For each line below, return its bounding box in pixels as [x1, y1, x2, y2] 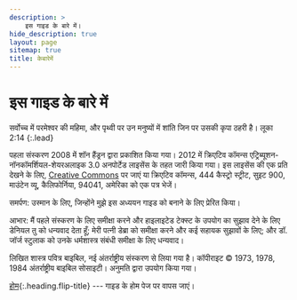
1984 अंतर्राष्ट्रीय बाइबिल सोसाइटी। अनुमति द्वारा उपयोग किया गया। [9, 263, 197, 273]
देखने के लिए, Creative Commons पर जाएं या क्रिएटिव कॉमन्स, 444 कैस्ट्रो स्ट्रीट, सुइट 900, [9, 170, 286, 180]
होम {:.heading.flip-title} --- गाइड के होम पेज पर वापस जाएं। [9, 280, 196, 291]
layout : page [9, 37, 58, 47]
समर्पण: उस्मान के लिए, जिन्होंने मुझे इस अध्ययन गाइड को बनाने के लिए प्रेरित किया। [9, 197, 241, 208]
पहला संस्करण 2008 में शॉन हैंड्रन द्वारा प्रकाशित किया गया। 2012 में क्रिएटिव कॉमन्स [9, 149, 248, 160]
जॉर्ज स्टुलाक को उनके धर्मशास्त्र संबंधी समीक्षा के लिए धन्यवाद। [9, 234, 185, 245]
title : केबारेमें [9, 54, 53, 63]
